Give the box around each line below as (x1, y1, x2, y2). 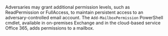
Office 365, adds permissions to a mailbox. (5, 25, 94, 31)
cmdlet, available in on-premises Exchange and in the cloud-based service (5, 20, 161, 26)
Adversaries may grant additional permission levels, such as (5, 4, 130, 10)
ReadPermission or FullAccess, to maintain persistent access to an (5, 9, 144, 15)
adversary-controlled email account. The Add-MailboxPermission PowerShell (5, 15, 163, 20)
